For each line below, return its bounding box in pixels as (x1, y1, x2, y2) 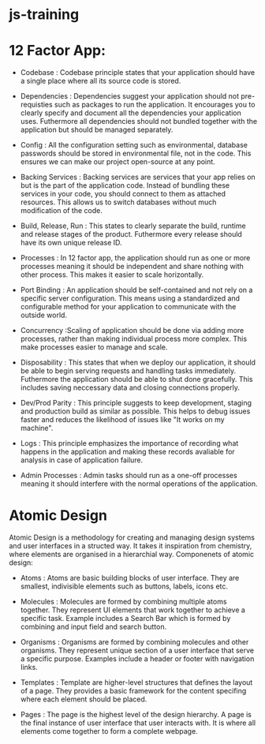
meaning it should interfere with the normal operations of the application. (20, 479, 259, 488)
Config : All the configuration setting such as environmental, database (20, 140, 248, 150)
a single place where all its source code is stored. (20, 77, 181, 86)
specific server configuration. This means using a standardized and (20, 293, 240, 303)
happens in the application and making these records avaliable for (20, 447, 235, 457)
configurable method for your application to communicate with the (20, 302, 237, 312)
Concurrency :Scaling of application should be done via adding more (20, 326, 244, 335)
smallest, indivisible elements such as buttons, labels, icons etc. (20, 581, 228, 591)
